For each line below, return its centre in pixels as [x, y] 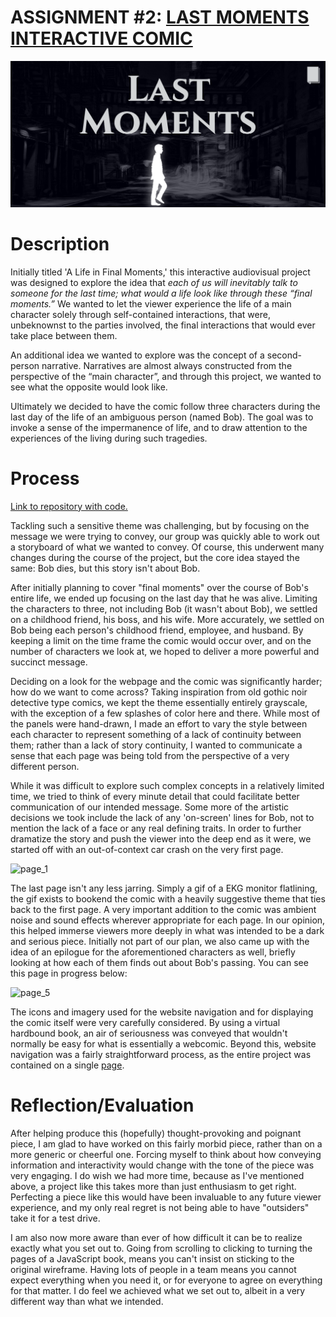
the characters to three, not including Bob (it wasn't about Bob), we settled [164, 608]
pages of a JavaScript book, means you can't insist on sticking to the [152, 1258]
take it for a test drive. [55, 1218]
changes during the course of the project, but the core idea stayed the [155, 557]
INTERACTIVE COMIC [101, 38]
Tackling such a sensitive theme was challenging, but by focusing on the [160, 525]
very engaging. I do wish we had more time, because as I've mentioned [157, 1175]
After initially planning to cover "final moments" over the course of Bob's [159, 587]
